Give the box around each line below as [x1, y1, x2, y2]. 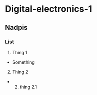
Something [12, 59, 35, 65]
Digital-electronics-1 [5, 3, 92, 15]
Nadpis [5, 23, 28, 32]
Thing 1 [12, 49, 27, 55]
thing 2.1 [19, 84, 37, 90]
